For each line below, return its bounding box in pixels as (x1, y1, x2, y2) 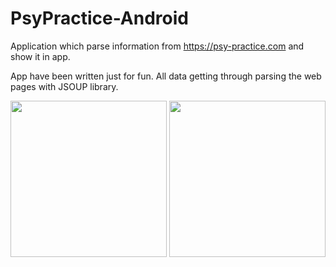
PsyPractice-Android (10, 7, 189, 30)
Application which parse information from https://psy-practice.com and (10, 40, 305, 52)
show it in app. (10, 50, 71, 62)
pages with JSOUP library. (10, 80, 119, 92)
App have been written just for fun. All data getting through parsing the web (10, 70, 322, 82)
